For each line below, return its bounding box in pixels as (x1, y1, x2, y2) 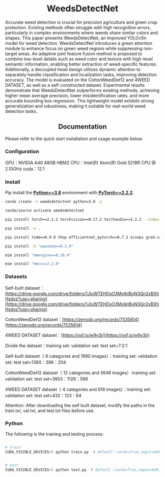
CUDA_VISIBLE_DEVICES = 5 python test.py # (5, 467, 93, 472)
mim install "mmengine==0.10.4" (5, 252, 71, 258)
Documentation (58, 123, 107, 131)
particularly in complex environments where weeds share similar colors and (5, 30, 158, 35)
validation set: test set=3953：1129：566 (5, 375, 88, 382)
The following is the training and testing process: (5, 431, 104, 437)
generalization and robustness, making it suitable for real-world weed (5, 103, 146, 109)
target (5, 50, 17, 57)
